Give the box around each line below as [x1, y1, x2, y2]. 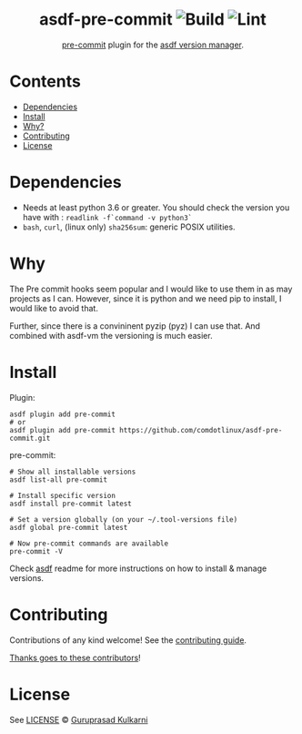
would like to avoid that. [9, 302, 98, 313]
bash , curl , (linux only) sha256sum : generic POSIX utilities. [22, 221, 236, 232]
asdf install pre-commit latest [9, 499, 132, 508]
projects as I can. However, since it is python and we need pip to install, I [9, 292, 282, 304]
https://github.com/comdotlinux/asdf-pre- [119, 425, 283, 434]
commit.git [9, 433, 51, 443]
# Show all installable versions [9, 467, 136, 476]
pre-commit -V [9, 546, 64, 556]
